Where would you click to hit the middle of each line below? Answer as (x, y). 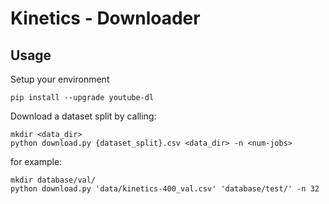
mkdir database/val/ (53, 180)
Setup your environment (60, 79)
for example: (36, 161)
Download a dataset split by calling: (83, 116)
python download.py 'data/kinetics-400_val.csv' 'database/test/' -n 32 (165, 189)
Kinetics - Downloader (105, 18)
